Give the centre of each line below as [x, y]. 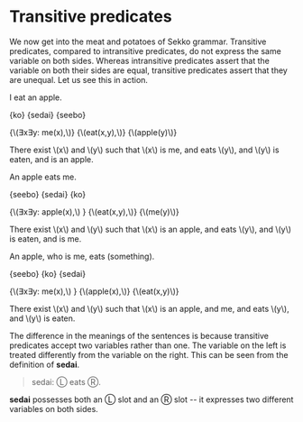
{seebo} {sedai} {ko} [48, 194]
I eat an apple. [36, 97]
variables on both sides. [54, 408]
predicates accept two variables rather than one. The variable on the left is [148, 345]
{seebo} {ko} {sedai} [48, 273]
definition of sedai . [45, 364]
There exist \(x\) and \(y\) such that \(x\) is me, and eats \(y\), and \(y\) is [144, 150]
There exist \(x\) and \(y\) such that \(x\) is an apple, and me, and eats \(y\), [150, 308]
